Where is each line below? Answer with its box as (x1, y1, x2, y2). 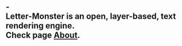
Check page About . (5, 30, 80, 41)
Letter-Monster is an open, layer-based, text (5, 11, 177, 22)
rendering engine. (5, 21, 75, 31)
